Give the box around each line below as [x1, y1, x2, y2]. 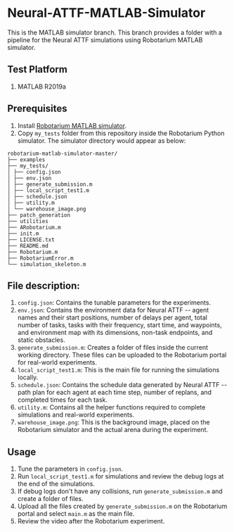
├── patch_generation [7, 211, 71, 219]
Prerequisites [7, 103, 67, 115]
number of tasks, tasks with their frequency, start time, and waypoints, [17, 321, 223, 329]
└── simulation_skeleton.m [7, 260, 86, 268]
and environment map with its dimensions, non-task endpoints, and [17, 329, 213, 337]
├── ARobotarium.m [7, 224, 61, 231]
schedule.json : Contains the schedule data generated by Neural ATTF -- [17, 381, 227, 389]
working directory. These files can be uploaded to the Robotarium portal [17, 350, 227, 360]
